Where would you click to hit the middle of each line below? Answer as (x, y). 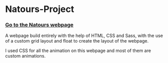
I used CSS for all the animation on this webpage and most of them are (78, 50)
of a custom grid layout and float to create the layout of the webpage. (77, 41)
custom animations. (26, 56)
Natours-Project (40, 9)
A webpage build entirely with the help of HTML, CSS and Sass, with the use (84, 35)
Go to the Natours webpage (39, 25)
